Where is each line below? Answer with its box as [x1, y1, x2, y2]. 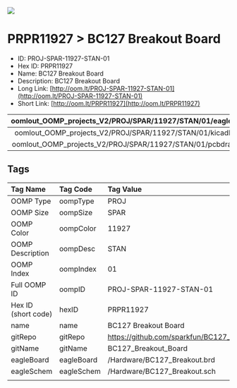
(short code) [11, 309, 53, 319]
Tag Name [11, 184, 46, 194]
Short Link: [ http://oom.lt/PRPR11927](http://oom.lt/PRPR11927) [17, 99, 200, 107]
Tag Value [107, 184, 142, 194]
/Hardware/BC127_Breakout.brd [107, 355, 215, 365]
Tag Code [59, 184, 93, 194]
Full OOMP [11, 279, 47, 289]
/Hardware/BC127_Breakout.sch [107, 366, 217, 376]
